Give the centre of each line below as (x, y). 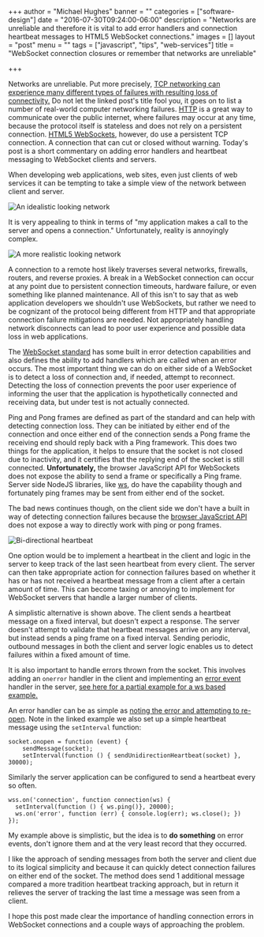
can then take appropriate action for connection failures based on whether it (132, 572)
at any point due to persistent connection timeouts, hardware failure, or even (132, 286)
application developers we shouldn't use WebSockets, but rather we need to (132, 303)
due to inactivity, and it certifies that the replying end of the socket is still (126, 459)
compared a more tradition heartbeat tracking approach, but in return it (123, 884)
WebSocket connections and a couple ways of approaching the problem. (126, 924)
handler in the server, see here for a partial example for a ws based (117, 687)
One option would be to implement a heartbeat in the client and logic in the (129, 555)
